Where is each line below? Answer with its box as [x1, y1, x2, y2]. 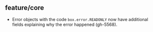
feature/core [5, 4, 45, 12]
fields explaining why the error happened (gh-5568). [12, 21, 118, 27]
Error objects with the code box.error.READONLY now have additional [12, 16, 148, 22]
